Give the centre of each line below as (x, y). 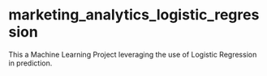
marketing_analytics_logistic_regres (134, 15)
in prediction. (30, 63)
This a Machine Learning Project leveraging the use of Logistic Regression (133, 54)
